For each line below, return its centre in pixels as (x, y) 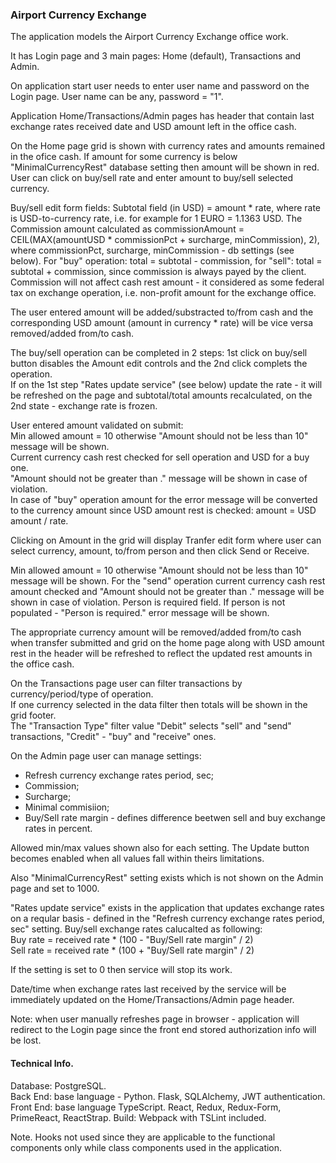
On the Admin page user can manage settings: (106, 756)
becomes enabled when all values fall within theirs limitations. (137, 859)
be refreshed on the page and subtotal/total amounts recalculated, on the (161, 395)
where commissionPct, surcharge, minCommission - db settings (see (152, 250)
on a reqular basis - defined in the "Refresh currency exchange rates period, (167, 919)
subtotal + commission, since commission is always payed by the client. (158, 272)
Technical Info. (42, 1063)
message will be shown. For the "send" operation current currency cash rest (168, 581)
